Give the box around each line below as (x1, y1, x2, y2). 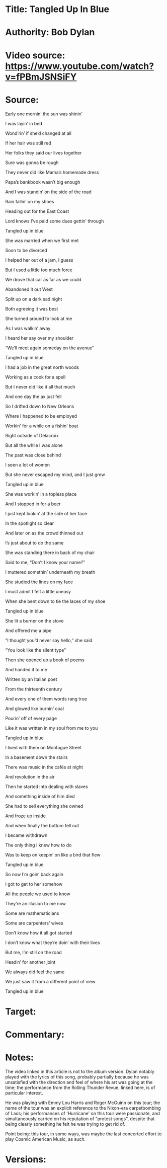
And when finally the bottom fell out (5, 822, 79, 828)
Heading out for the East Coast (5, 208, 69, 214)
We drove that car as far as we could (5, 276, 81, 282)
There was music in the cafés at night (5, 764, 83, 770)
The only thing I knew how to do (5, 842, 72, 848)
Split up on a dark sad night (5, 296, 62, 302)
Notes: (5, 1052, 34, 1063)
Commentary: (5, 1029, 64, 1040)
